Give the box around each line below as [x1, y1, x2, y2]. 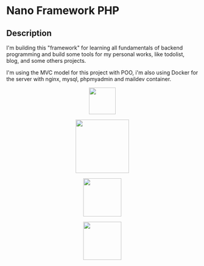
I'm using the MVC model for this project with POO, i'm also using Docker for [6, 69, 199, 76]
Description [6, 28, 52, 38]
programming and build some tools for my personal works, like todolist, [6, 51, 185, 58]
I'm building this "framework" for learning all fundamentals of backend [6, 44, 183, 51]
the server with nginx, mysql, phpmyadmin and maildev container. [6, 76, 172, 82]
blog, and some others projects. [6, 57, 86, 64]
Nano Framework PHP [6, 4, 120, 18]
